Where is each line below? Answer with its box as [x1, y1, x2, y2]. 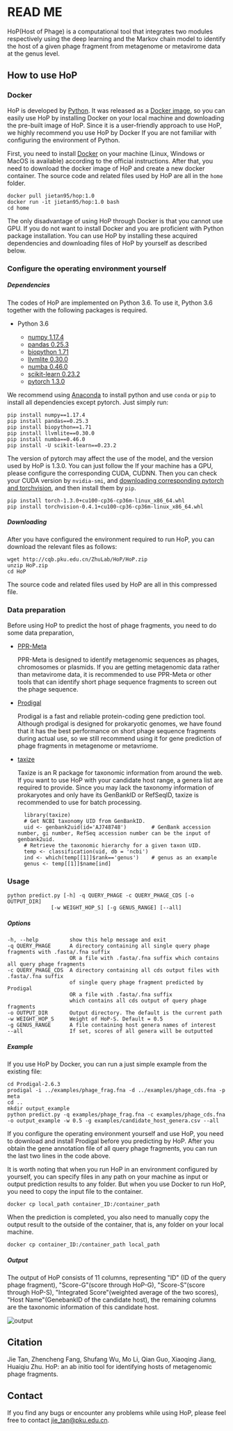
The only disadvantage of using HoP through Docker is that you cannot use [7, 216, 223, 225]
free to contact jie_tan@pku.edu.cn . [7, 1416, 110, 1424]
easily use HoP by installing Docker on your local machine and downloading [7, 113, 225, 122]
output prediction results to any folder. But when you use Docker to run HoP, [7, 1180, 226, 1188]
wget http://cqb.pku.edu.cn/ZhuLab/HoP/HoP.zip [7, 556, 148, 563]
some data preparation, [7, 628, 74, 637]
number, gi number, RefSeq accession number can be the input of [17, 829, 211, 837]
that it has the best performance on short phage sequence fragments [17, 726, 216, 735]
